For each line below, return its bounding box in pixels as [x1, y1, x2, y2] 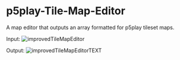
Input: [6, 35, 21, 42]
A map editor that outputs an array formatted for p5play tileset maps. [6, 24, 175, 31]
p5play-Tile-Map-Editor [6, 4, 126, 18]
